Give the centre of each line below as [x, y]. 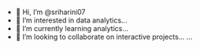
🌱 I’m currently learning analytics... [72, 28]
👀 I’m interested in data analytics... [71, 20]
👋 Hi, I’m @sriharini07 [50, 12]
